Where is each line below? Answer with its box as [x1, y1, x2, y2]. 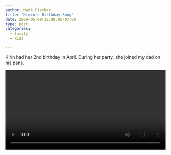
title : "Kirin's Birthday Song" [5, 12, 74, 17]
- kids [10, 36, 24, 41]
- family [10, 31, 28, 36]
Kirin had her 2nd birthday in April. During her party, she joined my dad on [5, 54, 161, 60]
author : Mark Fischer [5, 7, 51, 13]
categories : [5, 26, 31, 32]
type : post [5, 21, 28, 27]
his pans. [5, 59, 24, 66]
